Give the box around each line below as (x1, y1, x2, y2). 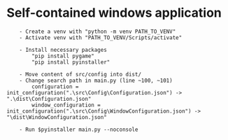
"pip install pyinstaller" (31, 58, 111, 66)
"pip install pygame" (31, 52, 95, 59)
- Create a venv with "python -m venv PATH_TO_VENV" (19, 28, 176, 35)
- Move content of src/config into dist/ (19, 71, 141, 78)
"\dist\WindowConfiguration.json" (6, 113, 108, 120)
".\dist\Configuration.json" (6, 95, 92, 102)
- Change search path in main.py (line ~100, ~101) (19, 77, 173, 84)
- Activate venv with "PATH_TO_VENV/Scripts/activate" (19, 34, 183, 41)
